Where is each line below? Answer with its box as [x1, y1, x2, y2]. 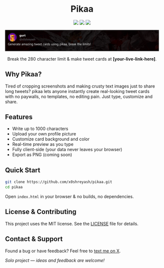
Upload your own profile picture [12, 131, 77, 137]
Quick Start [5, 166, 41, 174]
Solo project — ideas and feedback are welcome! [5, 257, 105, 263]
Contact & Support [5, 235, 63, 243]
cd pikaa [5, 185, 23, 190]
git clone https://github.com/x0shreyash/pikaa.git [5, 179, 112, 184]
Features [5, 113, 33, 121]
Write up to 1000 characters [12, 126, 68, 132]
